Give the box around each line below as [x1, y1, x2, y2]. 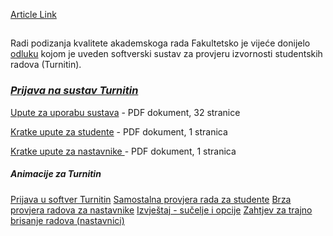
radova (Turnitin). [10, 59, 82, 71]
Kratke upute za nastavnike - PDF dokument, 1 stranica [10, 145, 237, 157]
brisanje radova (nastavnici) [10, 214, 125, 226]
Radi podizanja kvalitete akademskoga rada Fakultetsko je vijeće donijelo [10, 37, 311, 49]
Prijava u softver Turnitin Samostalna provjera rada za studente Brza [10, 193, 292, 205]
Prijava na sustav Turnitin [10, 84, 139, 98]
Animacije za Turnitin [10, 168, 102, 180]
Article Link [10, 9, 57, 20]
